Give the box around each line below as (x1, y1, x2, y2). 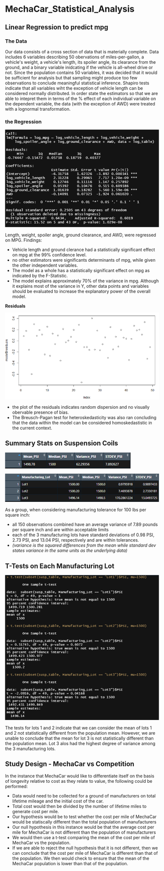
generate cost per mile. (12, 808, 60, 814)
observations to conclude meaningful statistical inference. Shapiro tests (5, 80, 150, 86)
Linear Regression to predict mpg (5, 23, 108, 31)
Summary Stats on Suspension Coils (5, 439, 119, 448)
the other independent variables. (12, 262, 78, 268)
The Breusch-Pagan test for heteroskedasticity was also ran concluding (12, 414, 157, 420)
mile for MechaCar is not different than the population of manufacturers (12, 829, 156, 835)
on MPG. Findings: (5, 237, 42, 243)
